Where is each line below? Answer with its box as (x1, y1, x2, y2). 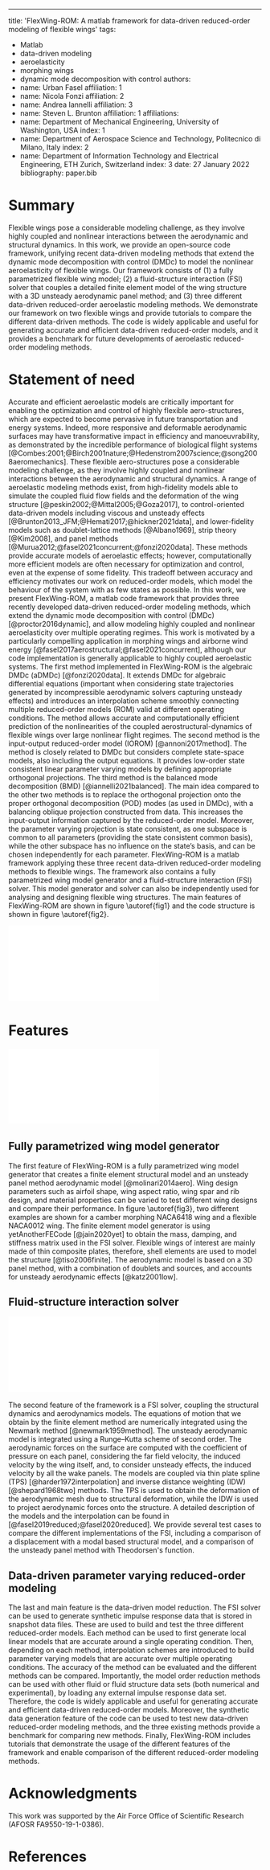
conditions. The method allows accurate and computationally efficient (8, 713, 239, 722)
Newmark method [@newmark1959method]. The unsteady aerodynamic (8, 1426, 247, 1435)
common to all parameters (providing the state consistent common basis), (8, 833, 253, 842)
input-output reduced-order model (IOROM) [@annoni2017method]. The (8, 739, 247, 748)
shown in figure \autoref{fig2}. (8, 909, 109, 919)
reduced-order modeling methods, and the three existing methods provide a (8, 1722, 261, 1732)
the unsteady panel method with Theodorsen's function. (8, 1545, 194, 1555)
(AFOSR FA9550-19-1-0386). (8, 1819, 104, 1829)
